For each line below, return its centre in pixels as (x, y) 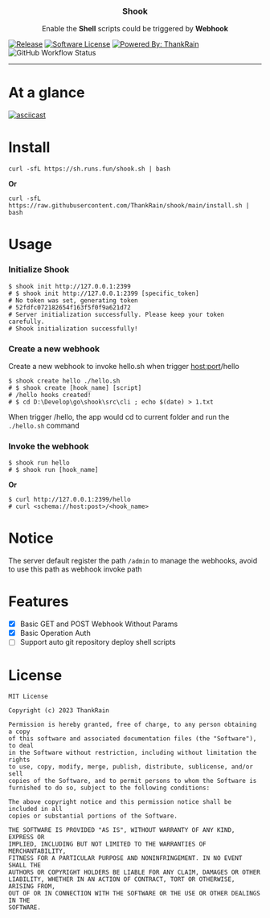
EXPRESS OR (27, 838)
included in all (35, 809)
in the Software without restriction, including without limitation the (133, 753)
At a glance (47, 93)
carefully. (27, 322)
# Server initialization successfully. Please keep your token (117, 314)
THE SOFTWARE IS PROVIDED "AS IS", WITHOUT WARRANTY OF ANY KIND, (122, 830)
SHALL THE (25, 866)
